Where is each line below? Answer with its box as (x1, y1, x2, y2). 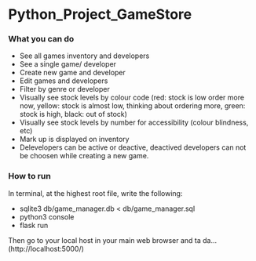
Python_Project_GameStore (8, 5, 192, 24)
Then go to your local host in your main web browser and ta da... (8, 235, 218, 245)
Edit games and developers (19, 76, 108, 85)
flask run (19, 220, 49, 230)
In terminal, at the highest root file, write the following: (8, 188, 183, 198)
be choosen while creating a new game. (19, 151, 149, 161)
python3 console (19, 212, 75, 221)
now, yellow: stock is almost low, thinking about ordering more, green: (19, 101, 246, 111)
